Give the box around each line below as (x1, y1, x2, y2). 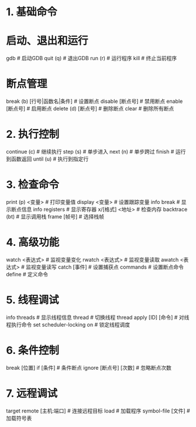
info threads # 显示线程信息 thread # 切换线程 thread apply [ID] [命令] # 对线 (6, 314, 190, 321)
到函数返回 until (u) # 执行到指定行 (6, 155, 89, 162)
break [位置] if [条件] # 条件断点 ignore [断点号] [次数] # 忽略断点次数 (6, 364, 171, 371)
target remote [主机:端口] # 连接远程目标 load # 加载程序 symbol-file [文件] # (6, 407, 190, 414)
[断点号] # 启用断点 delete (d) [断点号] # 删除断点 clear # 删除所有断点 (6, 105, 174, 112)
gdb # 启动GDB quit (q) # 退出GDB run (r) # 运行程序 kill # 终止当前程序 (6, 55, 177, 62)
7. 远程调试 (6, 387, 57, 400)
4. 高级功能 (6, 236, 60, 249)
